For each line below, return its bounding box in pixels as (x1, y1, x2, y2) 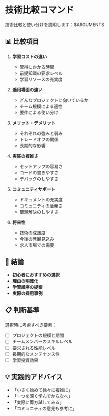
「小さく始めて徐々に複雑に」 (12, 387, 73, 393)
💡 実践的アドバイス (5, 373, 63, 381)
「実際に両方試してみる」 (12, 399, 64, 405)
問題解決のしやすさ (19, 209, 59, 215)
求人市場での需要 (19, 242, 54, 248)
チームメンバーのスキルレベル (12, 338, 73, 344)
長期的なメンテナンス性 (12, 351, 60, 357)
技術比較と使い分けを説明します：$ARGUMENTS (5, 22, 105, 28)
